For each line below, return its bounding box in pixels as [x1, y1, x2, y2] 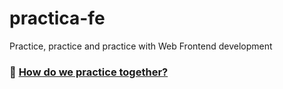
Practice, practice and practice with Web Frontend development [9, 40, 273, 52]
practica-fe [9, 7, 106, 30]
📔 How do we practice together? [9, 65, 169, 79]
